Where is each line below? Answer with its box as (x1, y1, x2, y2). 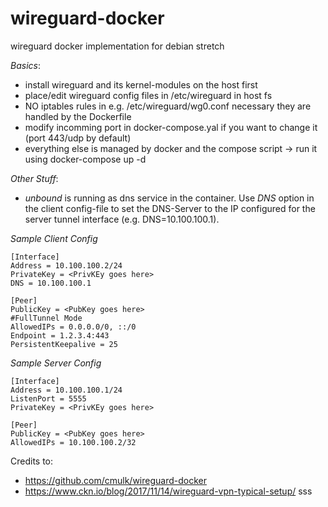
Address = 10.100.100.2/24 (10, 260, 123, 271)
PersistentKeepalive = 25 (10, 339, 118, 349)
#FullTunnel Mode (10, 313, 83, 323)
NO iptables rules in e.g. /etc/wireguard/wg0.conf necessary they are (24, 100, 312, 112)
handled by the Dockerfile (24, 110, 132, 122)
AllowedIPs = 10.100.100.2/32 (10, 437, 137, 447)
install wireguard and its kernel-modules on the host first (24, 78, 258, 91)
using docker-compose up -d (24, 153, 147, 165)
